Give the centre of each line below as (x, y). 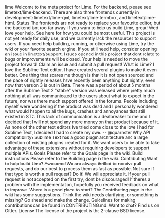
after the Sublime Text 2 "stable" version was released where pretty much (80, 91)
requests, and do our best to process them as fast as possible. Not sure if (80, 169)
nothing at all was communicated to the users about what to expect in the (80, 96)
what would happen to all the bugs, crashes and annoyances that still (75, 111)
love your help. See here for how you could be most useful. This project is (80, 33)
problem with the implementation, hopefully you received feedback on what (82, 184)
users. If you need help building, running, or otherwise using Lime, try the (80, 43)
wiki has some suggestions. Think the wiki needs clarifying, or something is (82, 195)
